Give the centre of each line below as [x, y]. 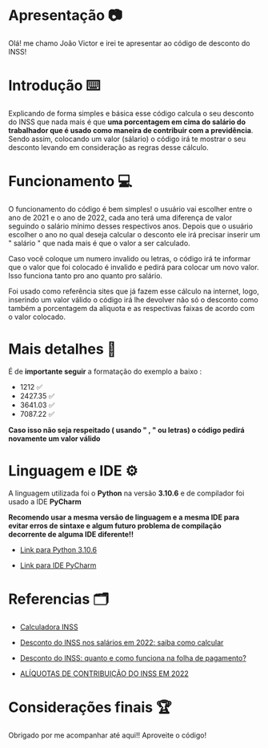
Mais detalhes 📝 [62, 349]
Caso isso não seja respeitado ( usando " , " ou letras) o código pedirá [127, 430]
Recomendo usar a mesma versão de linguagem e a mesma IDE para [124, 517]
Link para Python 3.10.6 [58, 549]
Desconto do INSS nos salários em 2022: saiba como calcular [122, 642]
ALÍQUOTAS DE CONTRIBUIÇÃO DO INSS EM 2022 [104, 673]
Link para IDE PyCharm [58, 565]
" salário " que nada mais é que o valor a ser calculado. [99, 243]
